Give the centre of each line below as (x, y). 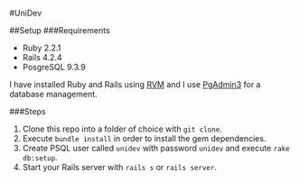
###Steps (28, 111)
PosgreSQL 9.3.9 (54, 67)
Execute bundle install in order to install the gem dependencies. (144, 138)
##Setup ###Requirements (60, 30)
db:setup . (40, 158)
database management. (53, 94)
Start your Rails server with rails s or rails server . (119, 167)
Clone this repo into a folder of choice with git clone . (122, 129)
